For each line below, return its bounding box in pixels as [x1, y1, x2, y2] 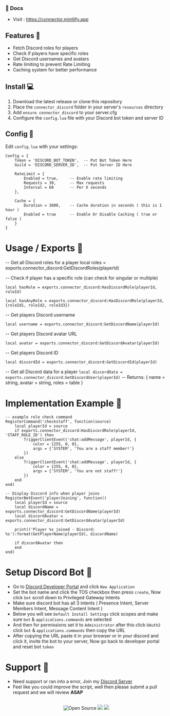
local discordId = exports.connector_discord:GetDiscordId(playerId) [5, 359, 158, 364]
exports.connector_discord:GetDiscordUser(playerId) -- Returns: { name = [5, 374, 165, 380]
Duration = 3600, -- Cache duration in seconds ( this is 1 [24, 203, 162, 208]
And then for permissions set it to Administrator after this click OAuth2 [12, 621, 161, 628]
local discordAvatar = [14, 513, 63, 519]
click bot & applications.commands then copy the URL [12, 627, 125, 633]
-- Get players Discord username [5, 311, 75, 318]
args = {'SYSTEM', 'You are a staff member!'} [32, 446, 135, 451]
